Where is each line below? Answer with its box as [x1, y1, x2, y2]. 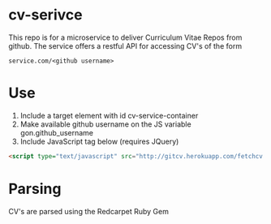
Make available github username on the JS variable [19, 119, 192, 129]
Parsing [8, 179, 62, 198]
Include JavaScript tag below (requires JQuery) [19, 136, 179, 146]
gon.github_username [19, 127, 94, 137]
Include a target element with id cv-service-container [19, 110, 199, 120]
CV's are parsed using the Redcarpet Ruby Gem [8, 206, 169, 216]
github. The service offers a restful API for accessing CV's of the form [8, 41, 242, 50]
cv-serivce [8, 6, 83, 24]
